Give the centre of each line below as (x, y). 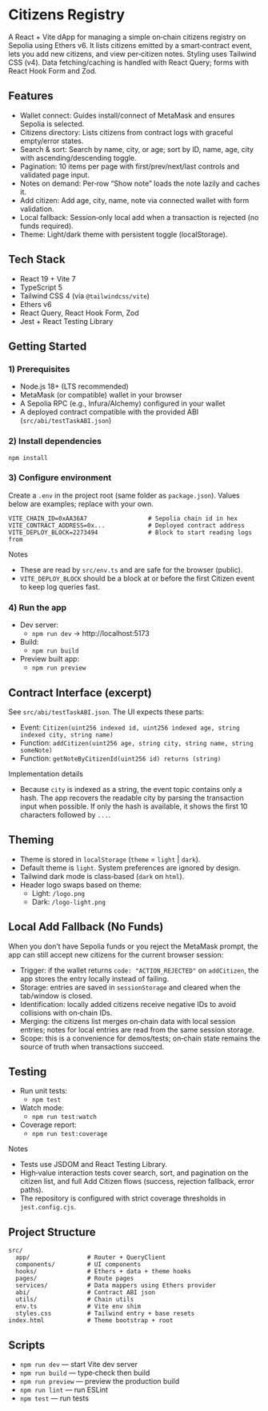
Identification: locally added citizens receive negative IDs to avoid (128, 1004)
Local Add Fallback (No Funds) (86, 927)
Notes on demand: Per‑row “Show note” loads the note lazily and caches (140, 183)
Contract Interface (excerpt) (80, 692)
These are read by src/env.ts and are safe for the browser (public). (131, 570)
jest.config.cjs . (48, 1207)
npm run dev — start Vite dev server (79, 1365)
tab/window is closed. (56, 995)
